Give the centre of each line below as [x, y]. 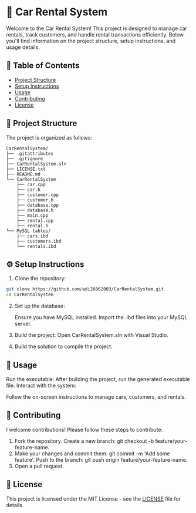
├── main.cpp [33, 215]
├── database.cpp [38, 205]
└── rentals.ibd [37, 246]
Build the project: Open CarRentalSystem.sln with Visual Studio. [91, 335]
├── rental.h [33, 226]
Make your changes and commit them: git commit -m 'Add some [92, 454]
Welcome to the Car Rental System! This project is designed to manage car [97, 28]
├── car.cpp [31, 184]
